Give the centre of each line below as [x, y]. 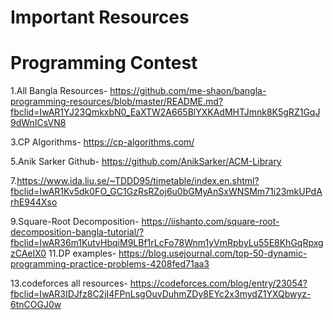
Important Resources [100, 17]
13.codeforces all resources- [69, 283]
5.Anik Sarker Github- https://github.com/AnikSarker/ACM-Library [146, 162]
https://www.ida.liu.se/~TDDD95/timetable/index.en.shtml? [138, 181]
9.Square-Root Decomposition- [75, 222]
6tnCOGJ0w [36, 305]
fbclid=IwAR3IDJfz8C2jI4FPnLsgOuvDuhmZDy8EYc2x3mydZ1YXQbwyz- [161, 294]
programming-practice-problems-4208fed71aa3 [110, 264]
